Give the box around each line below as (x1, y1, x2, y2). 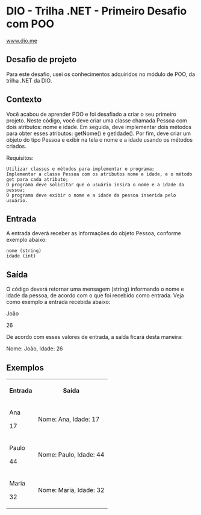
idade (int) (6, 253, 36, 259)
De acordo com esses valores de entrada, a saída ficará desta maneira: (6, 333, 183, 341)
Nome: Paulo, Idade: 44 (38, 450, 105, 459)
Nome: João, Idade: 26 (6, 345, 63, 352)
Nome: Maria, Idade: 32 (38, 486, 105, 494)
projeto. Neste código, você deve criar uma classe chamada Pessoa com (6, 116, 188, 124)
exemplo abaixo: (6, 236, 47, 244)
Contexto (6, 95, 42, 105)
